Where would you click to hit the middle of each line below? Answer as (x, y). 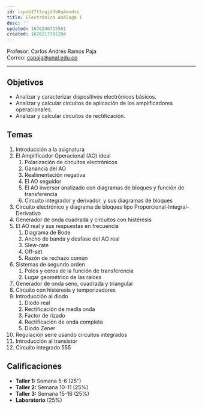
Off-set (33, 251)
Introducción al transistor (46, 341)
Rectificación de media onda (60, 309)
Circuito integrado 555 (43, 347)
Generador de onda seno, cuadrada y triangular (74, 283)
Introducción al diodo (42, 296)
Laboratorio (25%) (39, 400)
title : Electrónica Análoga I (45, 17)
